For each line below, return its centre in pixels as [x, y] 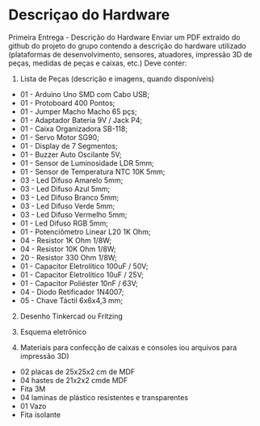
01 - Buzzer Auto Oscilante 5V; [71, 154]
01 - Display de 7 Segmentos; [69, 146]
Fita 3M [33, 389]
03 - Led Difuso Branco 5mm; [69, 197]
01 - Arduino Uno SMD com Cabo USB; [85, 94]
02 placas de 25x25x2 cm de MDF [78, 371]
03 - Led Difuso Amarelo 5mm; [71, 180]
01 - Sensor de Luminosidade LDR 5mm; [87, 162]
